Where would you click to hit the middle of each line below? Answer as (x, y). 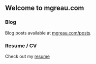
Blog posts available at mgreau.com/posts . (48, 33)
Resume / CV (21, 45)
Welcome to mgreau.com (45, 8)
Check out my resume (28, 56)
